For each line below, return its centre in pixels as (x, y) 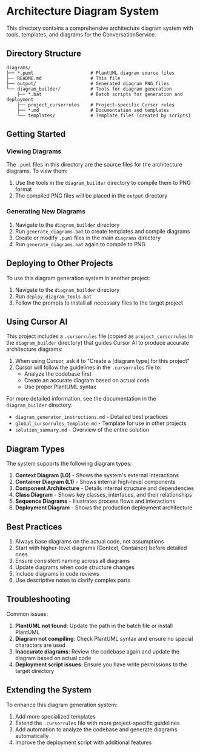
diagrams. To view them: (37, 171)
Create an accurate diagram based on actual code (87, 381)
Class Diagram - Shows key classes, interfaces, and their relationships (103, 495)
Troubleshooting (38, 599)
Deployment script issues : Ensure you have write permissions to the (101, 664)
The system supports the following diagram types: (69, 464)
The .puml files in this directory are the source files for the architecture (95, 165)
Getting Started (36, 134)
